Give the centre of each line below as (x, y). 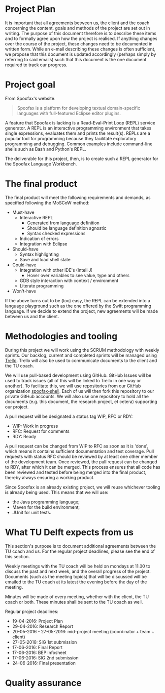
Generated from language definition (63, 223)
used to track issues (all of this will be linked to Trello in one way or (73, 380)
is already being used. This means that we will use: (57, 492)
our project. (17, 407)
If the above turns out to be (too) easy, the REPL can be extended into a (78, 300)
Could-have (24, 265)
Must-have (23, 212)
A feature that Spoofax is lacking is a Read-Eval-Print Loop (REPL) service (80, 122)
